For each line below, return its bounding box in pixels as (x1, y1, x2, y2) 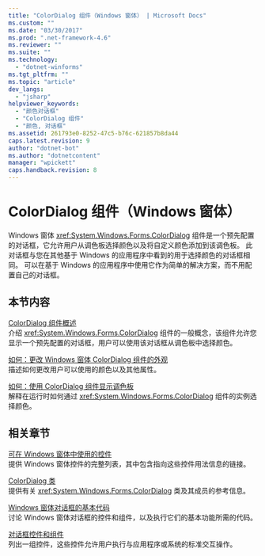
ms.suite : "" (8, 48, 51, 56)
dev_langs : (8, 85, 44, 93)
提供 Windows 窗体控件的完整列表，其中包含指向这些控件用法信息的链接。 (8, 459, 251, 468)
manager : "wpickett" (8, 159, 77, 167)
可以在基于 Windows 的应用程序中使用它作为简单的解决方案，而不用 (23, 260, 245, 269)
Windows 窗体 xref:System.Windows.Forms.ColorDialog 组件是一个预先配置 (8, 230, 255, 240)
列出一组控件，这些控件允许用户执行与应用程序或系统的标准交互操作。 (8, 539, 237, 549)
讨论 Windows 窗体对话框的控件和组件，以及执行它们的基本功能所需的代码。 (8, 512, 257, 522)
